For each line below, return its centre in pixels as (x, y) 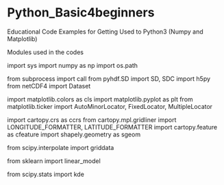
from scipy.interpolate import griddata (61, 147)
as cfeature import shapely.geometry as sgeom (74, 134)
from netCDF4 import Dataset (49, 86)
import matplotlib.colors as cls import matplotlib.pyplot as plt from (100, 99)
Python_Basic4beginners (81, 13)
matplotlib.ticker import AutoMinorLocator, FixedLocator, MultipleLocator (110, 106)
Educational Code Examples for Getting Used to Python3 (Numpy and (105, 32)
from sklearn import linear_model (54, 161)
